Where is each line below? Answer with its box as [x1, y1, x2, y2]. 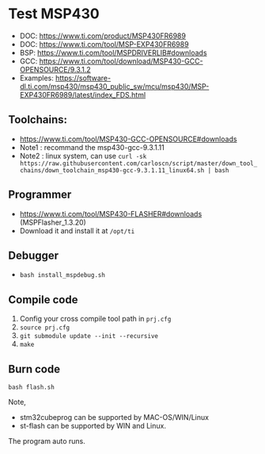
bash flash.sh [8, 383, 55, 391]
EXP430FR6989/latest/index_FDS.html [19, 90, 146, 99]
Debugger [8, 248, 59, 262]
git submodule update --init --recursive [19, 333, 158, 340]
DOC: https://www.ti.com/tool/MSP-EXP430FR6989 [19, 39, 189, 48]
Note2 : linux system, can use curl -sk [19, 151, 147, 160]
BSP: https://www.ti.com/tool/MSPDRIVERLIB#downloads [19, 48, 207, 57]
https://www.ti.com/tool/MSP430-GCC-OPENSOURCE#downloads [19, 134, 237, 144]
